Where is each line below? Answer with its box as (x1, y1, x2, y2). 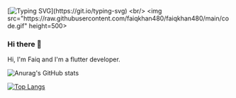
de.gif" (7, 22, 28, 30)
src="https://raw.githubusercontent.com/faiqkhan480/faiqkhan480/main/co (7, 14, 229, 23)
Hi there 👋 (7, 39, 43, 49)
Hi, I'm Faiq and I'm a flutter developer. (7, 55, 120, 63)
